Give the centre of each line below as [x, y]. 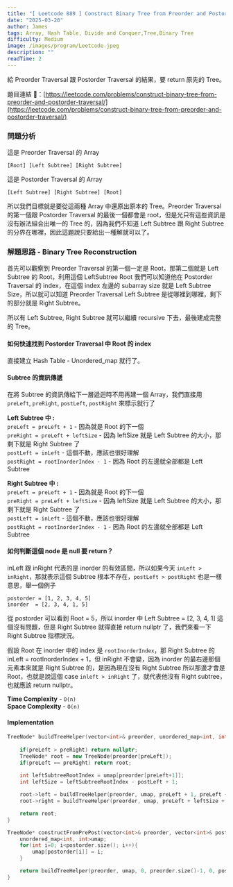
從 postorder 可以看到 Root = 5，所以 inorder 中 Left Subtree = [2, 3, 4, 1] [112, 618]
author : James [28, 26]
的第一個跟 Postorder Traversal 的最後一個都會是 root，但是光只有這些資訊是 [116, 215]
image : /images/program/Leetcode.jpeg [63, 46]
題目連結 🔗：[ [27, 94]
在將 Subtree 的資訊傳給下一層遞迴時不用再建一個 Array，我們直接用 [105, 394]
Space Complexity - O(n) [44, 706]
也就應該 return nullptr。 [42, 685]
